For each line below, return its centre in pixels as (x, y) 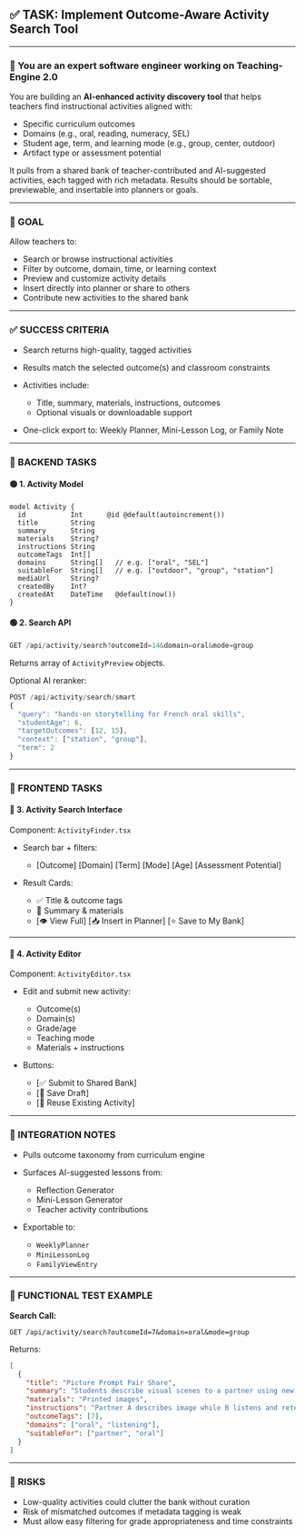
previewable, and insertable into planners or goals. (104, 190)
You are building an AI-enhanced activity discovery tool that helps (135, 97)
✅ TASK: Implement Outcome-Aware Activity (139, 15)
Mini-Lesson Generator (79, 1200)
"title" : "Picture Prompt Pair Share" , (101, 1382)
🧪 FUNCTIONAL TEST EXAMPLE (81, 1296)
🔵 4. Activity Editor (45, 953)
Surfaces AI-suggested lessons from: (93, 1172)
